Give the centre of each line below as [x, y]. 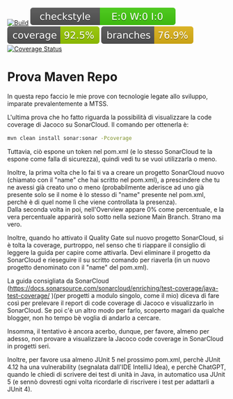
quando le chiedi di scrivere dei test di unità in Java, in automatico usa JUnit [116, 374]
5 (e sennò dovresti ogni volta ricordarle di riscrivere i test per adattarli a [111, 382]
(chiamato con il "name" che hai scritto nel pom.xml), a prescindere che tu [114, 180]
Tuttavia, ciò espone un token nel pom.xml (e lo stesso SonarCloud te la [110, 151]
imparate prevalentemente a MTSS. [58, 103]
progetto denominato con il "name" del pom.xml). [78, 267]
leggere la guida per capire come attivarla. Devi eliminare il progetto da [109, 252]
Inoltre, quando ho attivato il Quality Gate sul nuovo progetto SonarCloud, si [115, 237]
